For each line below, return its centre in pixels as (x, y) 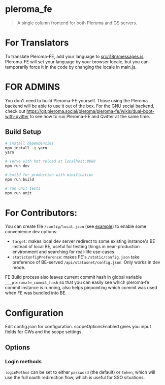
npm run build (20, 179)
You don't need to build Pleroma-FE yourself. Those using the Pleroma (77, 100)
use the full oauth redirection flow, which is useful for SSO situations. (75, 378)
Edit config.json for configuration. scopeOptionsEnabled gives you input (78, 327)
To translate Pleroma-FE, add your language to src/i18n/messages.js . (75, 56)
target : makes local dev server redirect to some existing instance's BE (83, 241)
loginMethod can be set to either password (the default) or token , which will (80, 372)
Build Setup (23, 132)
